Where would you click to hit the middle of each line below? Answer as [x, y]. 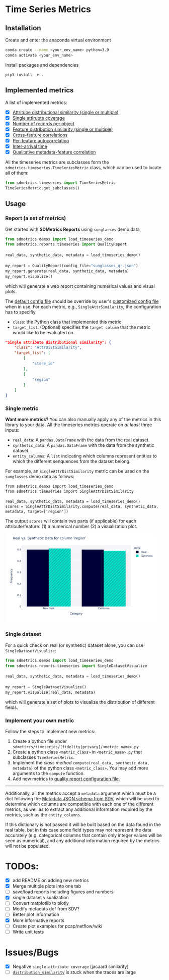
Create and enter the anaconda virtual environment [58, 40]
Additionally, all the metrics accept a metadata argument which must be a [80, 793]
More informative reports [38, 920]
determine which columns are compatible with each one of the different [79, 804]
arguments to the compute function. [49, 773]
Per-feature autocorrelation [41, 140]
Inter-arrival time [30, 146]
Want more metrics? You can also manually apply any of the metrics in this [83, 420]
